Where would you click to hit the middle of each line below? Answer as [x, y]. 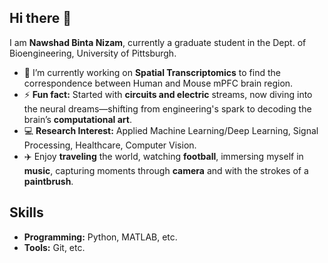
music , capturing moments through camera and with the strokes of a [166, 170]
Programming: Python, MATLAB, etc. [100, 237]
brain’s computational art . [77, 119]
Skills [26, 212]
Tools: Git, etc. [54, 247]
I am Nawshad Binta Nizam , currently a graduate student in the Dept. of [158, 42]
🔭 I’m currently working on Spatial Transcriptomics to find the [152, 72]
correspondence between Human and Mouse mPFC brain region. [158, 83]
